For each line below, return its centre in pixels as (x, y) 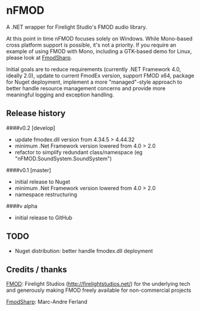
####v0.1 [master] (29, 170)
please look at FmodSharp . (39, 57)
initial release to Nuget (42, 182)
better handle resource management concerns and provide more (86, 88)
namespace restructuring (46, 194)
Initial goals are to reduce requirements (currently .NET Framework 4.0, (93, 69)
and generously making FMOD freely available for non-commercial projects (99, 290)
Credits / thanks (37, 269)
